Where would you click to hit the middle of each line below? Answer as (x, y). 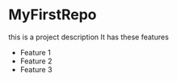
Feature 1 (35, 52)
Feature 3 (36, 69)
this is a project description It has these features (89, 37)
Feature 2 (36, 61)
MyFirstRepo (53, 15)
